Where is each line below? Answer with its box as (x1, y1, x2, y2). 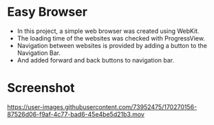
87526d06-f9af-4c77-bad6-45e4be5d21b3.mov (7, 110, 145, 118)
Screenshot (7, 80, 75, 96)
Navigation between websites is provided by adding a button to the (17, 41, 208, 49)
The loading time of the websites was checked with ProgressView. (17, 34, 205, 42)
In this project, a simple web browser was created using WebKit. (17, 27, 200, 35)
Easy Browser (7, 4, 88, 20)
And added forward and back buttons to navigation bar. (17, 56, 175, 64)
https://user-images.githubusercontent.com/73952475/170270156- (7, 102, 197, 111)
